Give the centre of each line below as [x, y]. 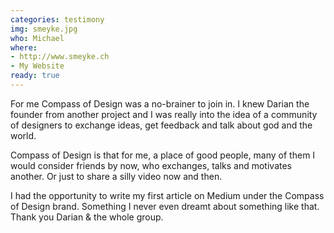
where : [24, 47]
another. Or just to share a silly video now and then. [116, 176]
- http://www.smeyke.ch [60, 57]
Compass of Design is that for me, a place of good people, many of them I [163, 155]
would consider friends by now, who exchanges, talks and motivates [151, 165]
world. [23, 135]
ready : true [35, 76]
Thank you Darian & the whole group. [87, 217]
